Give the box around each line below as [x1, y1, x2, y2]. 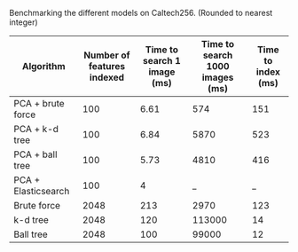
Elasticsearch [13, 185, 70, 197]
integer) [9, 17, 38, 28]
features [88, 60, 126, 72]
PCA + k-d [13, 123, 59, 135]
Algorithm [21, 60, 66, 72]
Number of [83, 49, 130, 61]
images [201, 71, 234, 83]
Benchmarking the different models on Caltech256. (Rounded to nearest [9, 8, 273, 18]
